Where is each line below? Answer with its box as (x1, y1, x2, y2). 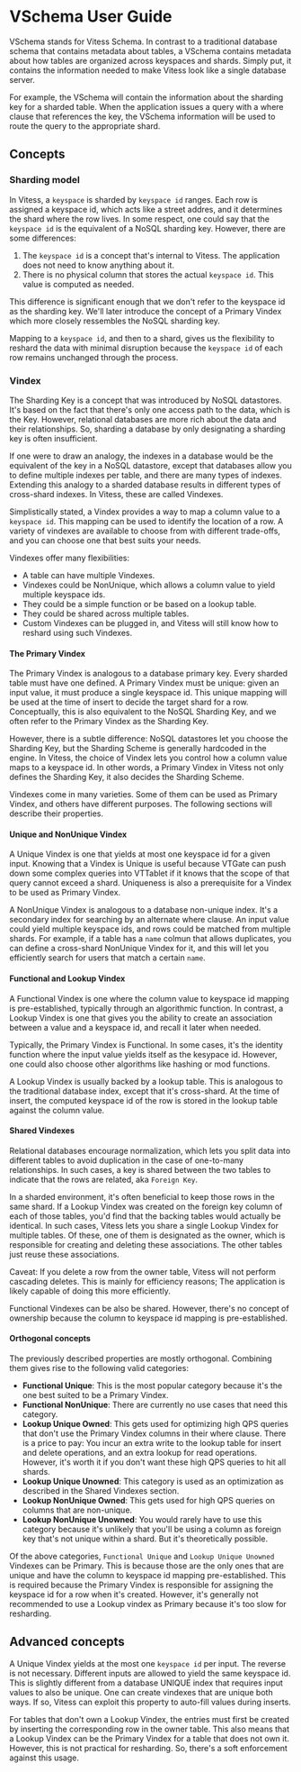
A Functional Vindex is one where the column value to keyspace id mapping (9, 993, 289, 1004)
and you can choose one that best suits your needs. (9, 534, 202, 546)
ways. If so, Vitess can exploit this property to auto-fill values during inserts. (9, 1696, 292, 1707)
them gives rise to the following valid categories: (9, 1362, 189, 1373)
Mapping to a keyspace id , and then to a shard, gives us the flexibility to (9, 332, 276, 343)
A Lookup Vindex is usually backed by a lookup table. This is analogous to (9, 1076, 283, 1086)
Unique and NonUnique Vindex (9, 829, 128, 840)
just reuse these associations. (9, 1249, 120, 1259)
